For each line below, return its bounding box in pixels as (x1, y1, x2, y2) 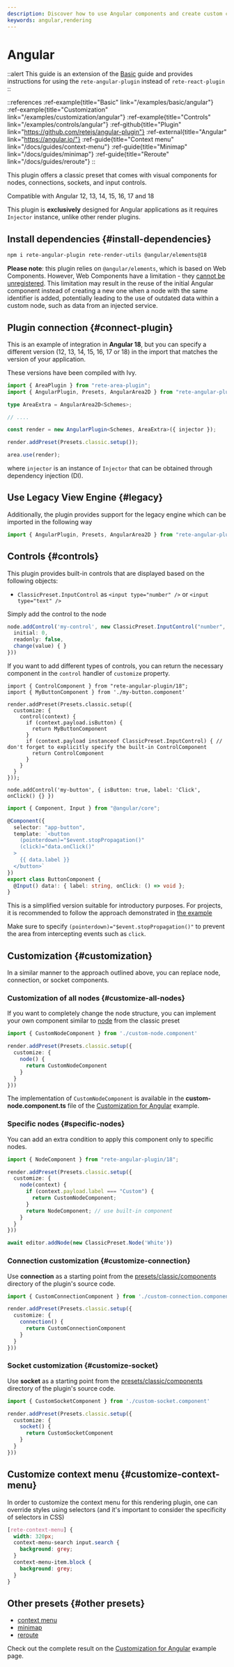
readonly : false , (13, 636, 64, 643)
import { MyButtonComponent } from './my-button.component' (7, 688, 186, 695)
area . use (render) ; (7, 452, 61, 459)
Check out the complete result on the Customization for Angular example (7, 1645, 217, 1653)
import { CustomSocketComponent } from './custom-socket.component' (7, 1398, 210, 1405)
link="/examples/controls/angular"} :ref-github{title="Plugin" (7, 120, 182, 129)
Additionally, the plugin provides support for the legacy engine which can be (7, 510, 226, 519)
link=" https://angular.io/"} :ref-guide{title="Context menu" (7, 135, 174, 144)
